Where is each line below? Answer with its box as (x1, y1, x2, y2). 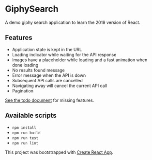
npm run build (12, 130, 41, 135)
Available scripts (5, 111, 57, 120)
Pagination (12, 88, 34, 93)
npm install (12, 125, 36, 130)
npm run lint (12, 141, 39, 145)
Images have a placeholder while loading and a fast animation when (12, 57, 148, 63)
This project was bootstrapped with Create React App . (5, 149, 114, 155)
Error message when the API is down (12, 72, 86, 78)
